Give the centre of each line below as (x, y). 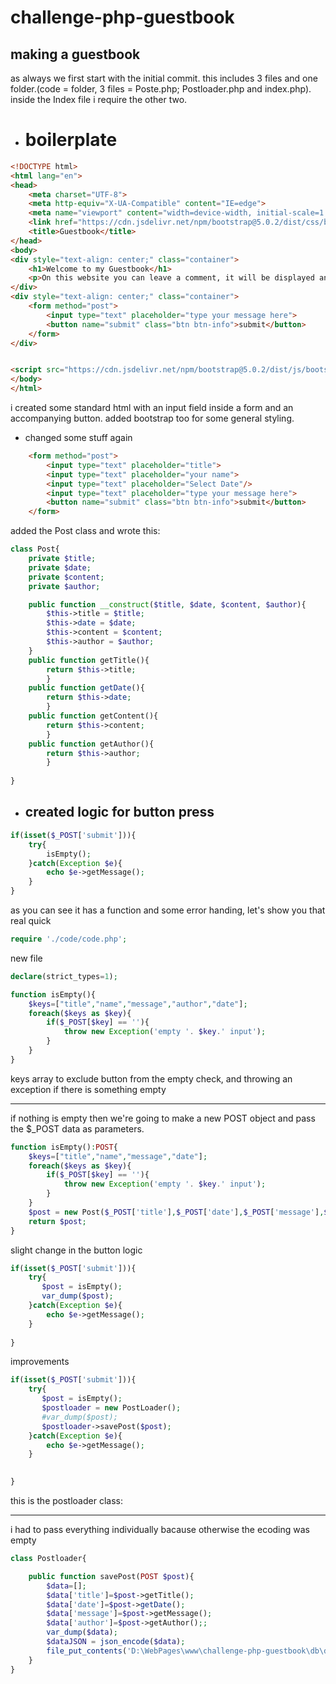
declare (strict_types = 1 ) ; (64, 976)
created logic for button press (119, 812)
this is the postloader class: (66, 1500)
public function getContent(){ (93, 716)
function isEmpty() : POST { (64, 1147)
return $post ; (57, 1221)
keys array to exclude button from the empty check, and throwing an (151, 1078)
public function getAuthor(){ (91, 744)
